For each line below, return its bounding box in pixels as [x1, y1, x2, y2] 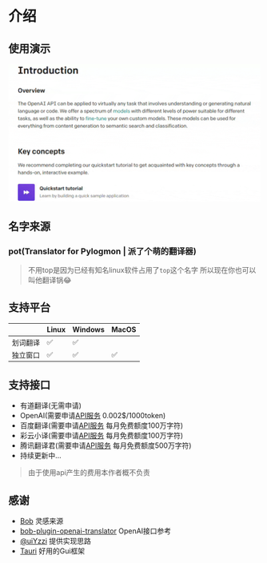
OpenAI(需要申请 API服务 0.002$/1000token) [19, 411, 166, 421]
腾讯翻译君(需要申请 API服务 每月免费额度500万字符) [19, 441, 192, 450]
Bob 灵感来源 [19, 516, 64, 525]
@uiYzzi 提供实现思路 [19, 536, 92, 545]
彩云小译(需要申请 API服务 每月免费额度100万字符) [19, 431, 184, 441]
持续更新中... [19, 451, 62, 461]
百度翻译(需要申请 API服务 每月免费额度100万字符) [19, 421, 184, 430]
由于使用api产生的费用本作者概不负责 [27, 468, 150, 477]
